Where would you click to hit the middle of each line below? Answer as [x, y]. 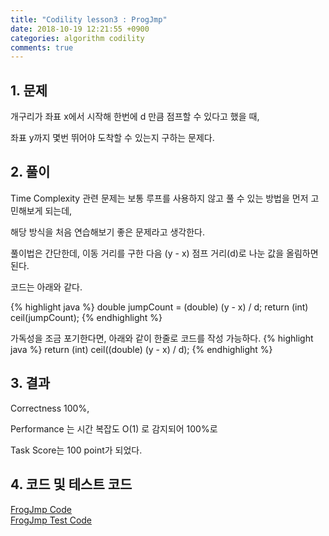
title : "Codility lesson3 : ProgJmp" [89, 19]
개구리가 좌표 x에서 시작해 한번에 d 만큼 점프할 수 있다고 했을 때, [135, 117]
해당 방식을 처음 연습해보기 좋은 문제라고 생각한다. [108, 232]
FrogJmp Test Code [51, 520]
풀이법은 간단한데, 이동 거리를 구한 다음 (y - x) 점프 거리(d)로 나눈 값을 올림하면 [164, 253]
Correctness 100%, [50, 408]
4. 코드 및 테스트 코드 [71, 484]
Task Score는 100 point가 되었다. [76, 450]
